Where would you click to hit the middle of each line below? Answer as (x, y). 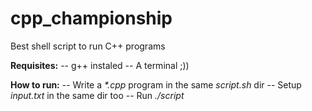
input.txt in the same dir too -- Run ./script (97, 95)
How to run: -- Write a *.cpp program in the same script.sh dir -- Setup (156, 84)
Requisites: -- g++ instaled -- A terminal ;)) (100, 65)
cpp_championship (91, 18)
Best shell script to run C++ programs (88, 46)
